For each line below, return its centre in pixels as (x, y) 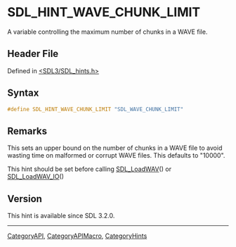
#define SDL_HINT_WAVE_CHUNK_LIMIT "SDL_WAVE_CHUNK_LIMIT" (96, 109)
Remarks (27, 131)
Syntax (23, 93)
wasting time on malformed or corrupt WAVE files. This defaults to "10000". (116, 156)
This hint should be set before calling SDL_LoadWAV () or (90, 169)
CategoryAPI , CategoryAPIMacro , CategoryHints (77, 236)
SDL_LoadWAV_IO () (36, 177)
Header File (33, 54)
